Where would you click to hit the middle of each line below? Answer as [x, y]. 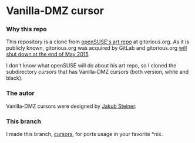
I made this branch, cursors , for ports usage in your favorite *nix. [85, 134]
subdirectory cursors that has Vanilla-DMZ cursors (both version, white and [97, 72]
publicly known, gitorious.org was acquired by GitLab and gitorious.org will [97, 48]
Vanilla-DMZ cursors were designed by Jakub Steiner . [71, 106]
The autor [20, 93]
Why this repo [26, 29]
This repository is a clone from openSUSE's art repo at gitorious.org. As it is [98, 42]
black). [14, 78]
